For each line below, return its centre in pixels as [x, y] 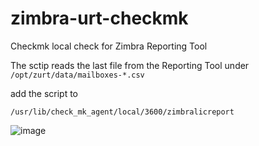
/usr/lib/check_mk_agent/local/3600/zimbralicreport [122, 112]
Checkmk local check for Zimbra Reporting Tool [109, 46]
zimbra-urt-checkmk [99, 18]
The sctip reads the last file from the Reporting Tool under [130, 65]
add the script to [44, 93]
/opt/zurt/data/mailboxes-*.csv [77, 75]
